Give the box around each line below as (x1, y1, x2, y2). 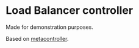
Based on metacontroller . (5, 35, 69, 42)
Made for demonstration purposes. (5, 23, 94, 31)
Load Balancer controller (5, 4, 134, 17)
